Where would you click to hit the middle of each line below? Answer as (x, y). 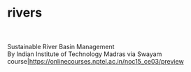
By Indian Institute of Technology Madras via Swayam (85, 54)
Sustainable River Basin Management (61, 46)
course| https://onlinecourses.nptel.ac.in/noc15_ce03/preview (95, 61)
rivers (25, 13)
